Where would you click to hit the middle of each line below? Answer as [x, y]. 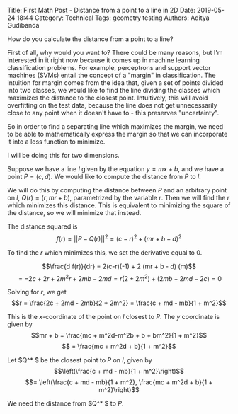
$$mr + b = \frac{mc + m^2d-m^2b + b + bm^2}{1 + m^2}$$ [119, 335]
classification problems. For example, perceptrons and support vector [109, 68]
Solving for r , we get [37, 292]
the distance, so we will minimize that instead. [74, 213]
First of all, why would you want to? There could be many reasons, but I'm [115, 53]
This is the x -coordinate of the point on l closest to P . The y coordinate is [114, 317]
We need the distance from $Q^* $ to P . [66, 403]
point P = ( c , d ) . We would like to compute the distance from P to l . [104, 177]
